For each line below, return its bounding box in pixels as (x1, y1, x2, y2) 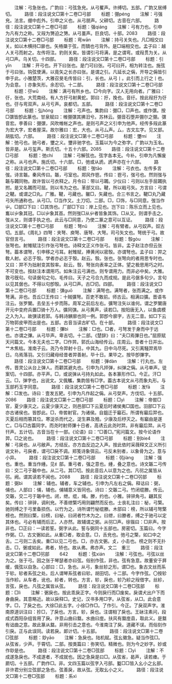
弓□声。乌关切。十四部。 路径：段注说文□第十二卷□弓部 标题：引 (5, 56, 164, 62)
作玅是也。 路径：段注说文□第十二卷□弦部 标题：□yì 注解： (5, 647, 160, 653)
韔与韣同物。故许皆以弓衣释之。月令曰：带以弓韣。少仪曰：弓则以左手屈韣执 (5, 178, 167, 184)
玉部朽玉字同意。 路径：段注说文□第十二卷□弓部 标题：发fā (5, 384, 150, 390)
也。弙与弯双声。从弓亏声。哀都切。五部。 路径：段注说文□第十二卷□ (5, 101, 163, 107)
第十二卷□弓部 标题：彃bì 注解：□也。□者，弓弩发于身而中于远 (5, 326, 159, 332)
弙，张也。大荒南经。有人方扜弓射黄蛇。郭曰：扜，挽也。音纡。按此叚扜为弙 (5, 95, 167, 100)
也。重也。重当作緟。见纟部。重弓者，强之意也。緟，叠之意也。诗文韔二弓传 (5, 461, 167, 467)
